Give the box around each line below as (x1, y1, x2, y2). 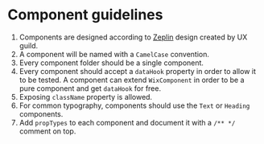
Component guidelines (7, 6, 163, 24)
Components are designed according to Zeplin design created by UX (19, 32, 248, 42)
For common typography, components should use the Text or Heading (19, 101, 250, 110)
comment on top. (19, 126, 76, 136)
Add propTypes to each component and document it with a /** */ (19, 117, 236, 127)
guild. (19, 40, 39, 50)
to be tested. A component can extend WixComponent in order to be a (19, 75, 245, 84)
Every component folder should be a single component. (19, 58, 204, 68)
